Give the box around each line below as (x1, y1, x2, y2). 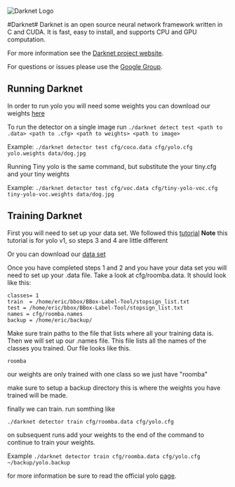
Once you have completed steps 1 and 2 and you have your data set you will (7, 263, 227, 272)
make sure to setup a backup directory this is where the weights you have (7, 384, 221, 392)
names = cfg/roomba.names (7, 310, 83, 317)
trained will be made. (7, 391, 68, 399)
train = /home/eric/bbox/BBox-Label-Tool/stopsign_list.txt (7, 298, 190, 305)
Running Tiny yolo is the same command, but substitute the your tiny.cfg (7, 162, 217, 170)
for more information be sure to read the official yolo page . (7, 472, 177, 480)
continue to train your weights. (7, 438, 96, 446)
